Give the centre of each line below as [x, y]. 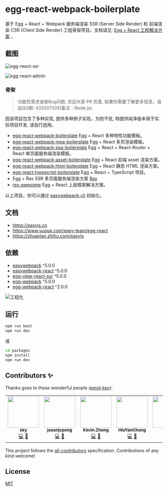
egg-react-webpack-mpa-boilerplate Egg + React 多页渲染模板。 [79, 142]
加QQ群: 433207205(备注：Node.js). [55, 108]
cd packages [17, 351]
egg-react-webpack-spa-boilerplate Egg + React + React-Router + [81, 148]
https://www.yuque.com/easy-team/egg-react [60, 230]
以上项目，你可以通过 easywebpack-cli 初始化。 [55, 196]
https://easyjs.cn [30, 225]
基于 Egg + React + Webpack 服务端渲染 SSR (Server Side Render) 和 [77, 24]
